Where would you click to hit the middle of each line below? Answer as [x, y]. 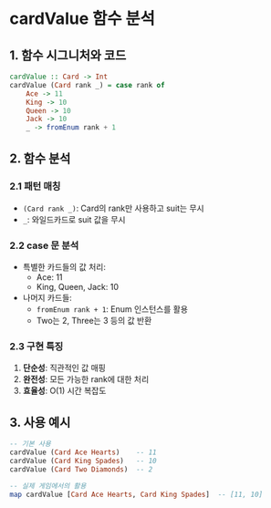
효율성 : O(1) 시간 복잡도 [64, 391]
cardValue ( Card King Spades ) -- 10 [83, 461]
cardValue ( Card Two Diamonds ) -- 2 [81, 469]
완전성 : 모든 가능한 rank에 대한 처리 [86, 379]
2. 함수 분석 [40, 158]
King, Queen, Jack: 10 [78, 287]
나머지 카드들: [47, 298]
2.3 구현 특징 [36, 347]
